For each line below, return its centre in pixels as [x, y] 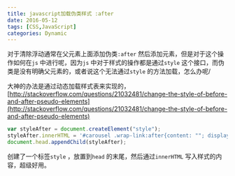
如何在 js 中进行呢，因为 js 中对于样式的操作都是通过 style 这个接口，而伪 [119, 63]
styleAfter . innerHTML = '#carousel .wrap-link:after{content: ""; [106, 136]
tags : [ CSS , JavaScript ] [42, 27]
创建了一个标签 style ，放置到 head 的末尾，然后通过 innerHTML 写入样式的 [112, 156]
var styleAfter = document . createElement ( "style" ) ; [84, 129]
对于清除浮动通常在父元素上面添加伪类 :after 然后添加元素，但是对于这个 [113, 54]
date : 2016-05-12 [33, 20]
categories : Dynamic [37, 33]
